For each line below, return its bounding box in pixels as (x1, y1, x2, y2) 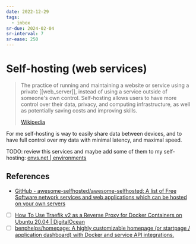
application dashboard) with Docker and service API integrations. (14, 231, 175, 238)
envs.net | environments (27, 154, 87, 161)
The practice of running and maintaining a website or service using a (20, 82, 189, 89)
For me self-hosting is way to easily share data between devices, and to (6, 130, 182, 137)
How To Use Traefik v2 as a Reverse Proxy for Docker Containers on (14, 211, 182, 218)
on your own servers (14, 200, 66, 207)
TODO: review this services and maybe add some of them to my (6, 148, 163, 155)
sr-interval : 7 (6, 31, 44, 37)
